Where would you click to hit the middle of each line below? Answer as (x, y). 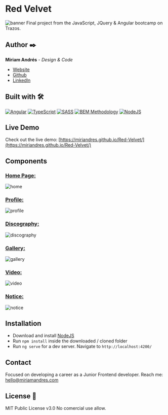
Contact (18, 362)
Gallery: (15, 248)
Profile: (14, 199)
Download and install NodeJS (43, 336)
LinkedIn (22, 80)
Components (26, 161)
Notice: (14, 296)
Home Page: (21, 176)
